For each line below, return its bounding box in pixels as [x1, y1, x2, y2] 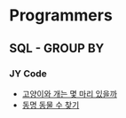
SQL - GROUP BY [9, 41, 105, 56]
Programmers [9, 5, 113, 26]
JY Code [9, 67, 47, 80]
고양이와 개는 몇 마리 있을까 [21, 88, 118, 98]
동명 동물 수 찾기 [21, 99, 80, 110]
